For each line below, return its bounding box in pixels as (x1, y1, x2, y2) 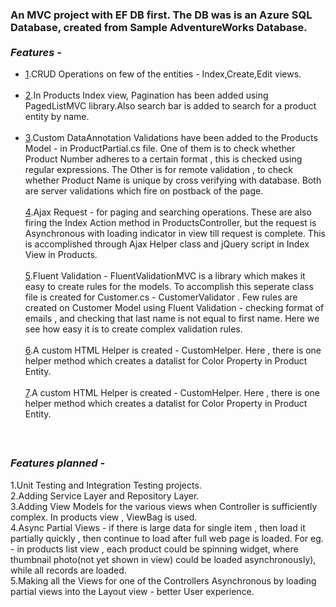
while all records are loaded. (10, 564, 127, 576)
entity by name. (24, 111, 90, 123)
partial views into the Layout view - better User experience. (10, 585, 255, 597)
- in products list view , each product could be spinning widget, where (10, 543, 299, 555)
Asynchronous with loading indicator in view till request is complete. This (24, 228, 326, 240)
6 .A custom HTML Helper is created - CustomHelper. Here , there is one (24, 344, 322, 357)
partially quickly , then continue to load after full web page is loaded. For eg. (10, 532, 324, 544)
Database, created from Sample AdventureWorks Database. (10, 20, 308, 34)
